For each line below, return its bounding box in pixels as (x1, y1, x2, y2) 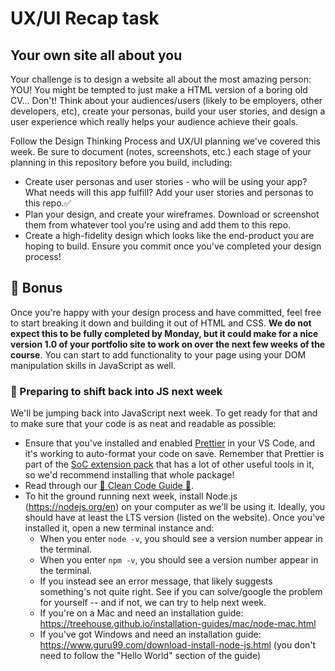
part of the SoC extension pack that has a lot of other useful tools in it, (24, 458, 315, 471)
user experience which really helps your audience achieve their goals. (10, 116, 299, 127)
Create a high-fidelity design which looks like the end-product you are (24, 230, 315, 241)
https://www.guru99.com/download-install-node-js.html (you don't (39, 639, 317, 651)
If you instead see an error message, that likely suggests (39, 575, 273, 587)
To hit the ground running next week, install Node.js (24, 490, 238, 502)
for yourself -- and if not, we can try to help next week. (39, 597, 267, 609)
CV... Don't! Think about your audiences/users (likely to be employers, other (10, 95, 323, 106)
